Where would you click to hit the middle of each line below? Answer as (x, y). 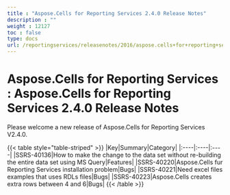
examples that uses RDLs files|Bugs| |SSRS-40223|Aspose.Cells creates (110, 177)
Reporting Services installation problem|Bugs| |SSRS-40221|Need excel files (115, 169)
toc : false (24, 32)
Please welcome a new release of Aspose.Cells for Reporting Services (106, 127)
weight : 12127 (29, 26)
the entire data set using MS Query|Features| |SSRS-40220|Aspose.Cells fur (115, 162)
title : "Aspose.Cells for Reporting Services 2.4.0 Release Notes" (107, 13)
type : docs (23, 39)
